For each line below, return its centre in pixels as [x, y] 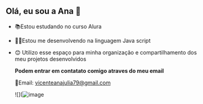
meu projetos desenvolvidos [50, 59]
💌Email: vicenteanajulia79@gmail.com [63, 83]
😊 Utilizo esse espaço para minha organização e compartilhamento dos [106, 52]
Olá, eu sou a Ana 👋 [43, 11]
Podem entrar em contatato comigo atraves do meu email [89, 70]
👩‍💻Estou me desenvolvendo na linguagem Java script [82, 40]
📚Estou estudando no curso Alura [58, 26]
